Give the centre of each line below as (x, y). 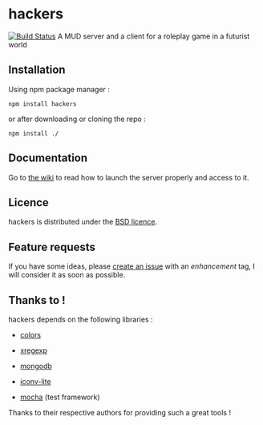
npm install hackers (43, 104)
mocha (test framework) (60, 397)
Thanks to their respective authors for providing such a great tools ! (119, 413)
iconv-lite (35, 381)
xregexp (34, 350)
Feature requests (52, 247)
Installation (37, 70)
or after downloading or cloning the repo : (77, 119)
